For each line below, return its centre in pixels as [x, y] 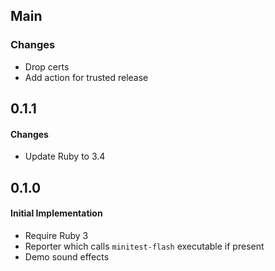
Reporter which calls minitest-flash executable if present [144, 246]
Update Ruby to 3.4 [65, 156]
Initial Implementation [56, 213]
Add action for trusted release [86, 77]
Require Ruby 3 [56, 235]
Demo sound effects [67, 256]
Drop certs [47, 66]
